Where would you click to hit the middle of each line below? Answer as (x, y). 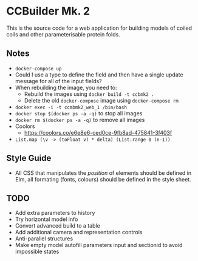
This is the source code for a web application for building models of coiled (99, 28)
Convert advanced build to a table (57, 226)
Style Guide (29, 158)
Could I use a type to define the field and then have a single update (99, 75)
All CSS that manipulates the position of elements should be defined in (103, 173)
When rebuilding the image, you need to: (66, 87)
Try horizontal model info (46, 219)
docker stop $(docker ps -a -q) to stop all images (79, 113)
